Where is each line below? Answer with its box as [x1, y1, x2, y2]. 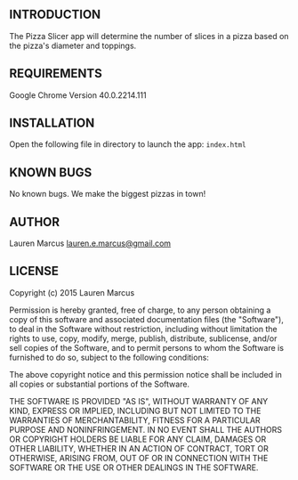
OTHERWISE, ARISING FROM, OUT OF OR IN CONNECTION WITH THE [9, 452, 269, 463]
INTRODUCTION [9, 7, 101, 22]
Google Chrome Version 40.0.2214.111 [9, 89, 147, 101]
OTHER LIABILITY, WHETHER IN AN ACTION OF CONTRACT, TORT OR [9, 443, 269, 453]
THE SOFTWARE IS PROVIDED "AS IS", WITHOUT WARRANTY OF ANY [9, 395, 269, 406]
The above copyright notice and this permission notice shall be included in [9, 369, 282, 379]
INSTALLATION [9, 116, 95, 131]
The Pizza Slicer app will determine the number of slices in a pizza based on [9, 30, 289, 41]
